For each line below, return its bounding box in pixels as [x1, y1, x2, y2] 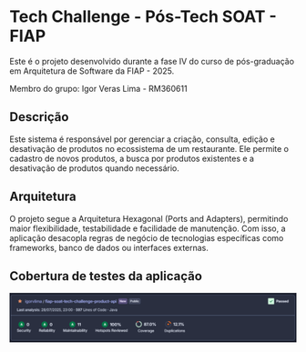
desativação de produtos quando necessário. [9, 162, 179, 174]
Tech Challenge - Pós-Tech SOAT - [9, 6, 278, 27]
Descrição [9, 109, 69, 125]
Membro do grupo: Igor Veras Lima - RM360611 [9, 83, 189, 94]
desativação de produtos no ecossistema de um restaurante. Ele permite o [9, 143, 290, 154]
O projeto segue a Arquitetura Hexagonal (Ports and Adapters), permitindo [9, 213, 289, 224]
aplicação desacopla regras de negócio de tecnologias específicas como [9, 232, 284, 243]
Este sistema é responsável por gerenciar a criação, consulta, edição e [9, 134, 275, 145]
